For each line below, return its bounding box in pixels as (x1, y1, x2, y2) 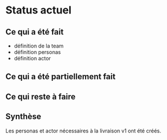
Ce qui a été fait (5, 27, 64, 37)
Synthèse (5, 112, 42, 122)
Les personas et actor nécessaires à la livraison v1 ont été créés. (5, 127, 162, 134)
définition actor (13, 55, 51, 62)
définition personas (13, 49, 61, 56)
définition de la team (13, 42, 64, 49)
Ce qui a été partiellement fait (5, 71, 115, 82)
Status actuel (5, 4, 71, 17)
